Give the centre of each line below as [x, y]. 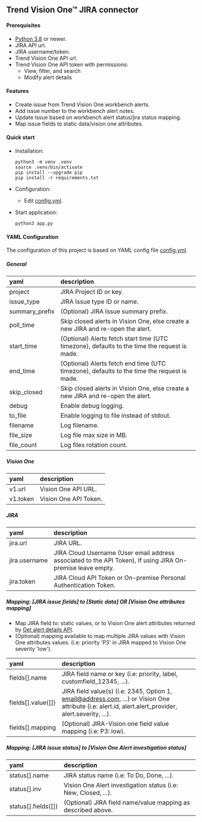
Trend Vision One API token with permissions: [72, 64]
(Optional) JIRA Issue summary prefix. [114, 311]
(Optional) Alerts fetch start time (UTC [114, 339]
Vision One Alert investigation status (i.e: [121, 785]
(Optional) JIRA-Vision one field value [115, 724]
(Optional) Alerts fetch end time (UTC [113, 363]
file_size [21, 435]
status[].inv [25, 789]
